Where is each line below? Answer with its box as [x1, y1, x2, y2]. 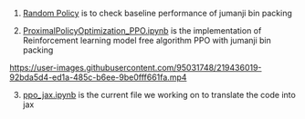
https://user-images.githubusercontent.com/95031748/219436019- [9, 63, 262, 73]
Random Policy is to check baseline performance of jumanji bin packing [22, 8, 292, 18]
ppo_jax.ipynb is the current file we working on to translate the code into [22, 90, 297, 100]
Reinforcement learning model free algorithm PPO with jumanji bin [22, 35, 271, 45]
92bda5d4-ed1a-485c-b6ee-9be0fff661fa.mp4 [9, 72, 187, 83]
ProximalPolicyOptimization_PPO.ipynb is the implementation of [22, 25, 262, 35]
